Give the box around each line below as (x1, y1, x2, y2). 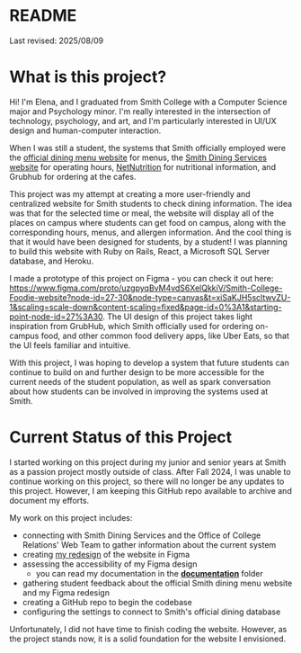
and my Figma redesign (22, 586, 111, 598)
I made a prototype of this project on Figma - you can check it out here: (9, 273, 274, 283)
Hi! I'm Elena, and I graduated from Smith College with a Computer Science (9, 96, 288, 107)
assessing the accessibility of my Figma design (22, 559, 198, 569)
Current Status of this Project (9, 427, 233, 448)
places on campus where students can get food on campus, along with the (9, 217, 287, 228)
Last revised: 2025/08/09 (9, 35, 104, 46)
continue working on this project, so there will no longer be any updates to (9, 476, 285, 487)
